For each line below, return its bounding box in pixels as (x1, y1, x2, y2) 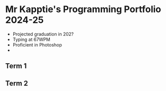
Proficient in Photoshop (12, 41, 62, 48)
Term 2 (5, 79, 28, 87)
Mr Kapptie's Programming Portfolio (5, 4, 161, 15)
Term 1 (5, 62, 27, 70)
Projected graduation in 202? (12, 31, 74, 37)
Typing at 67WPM (12, 36, 50, 42)
